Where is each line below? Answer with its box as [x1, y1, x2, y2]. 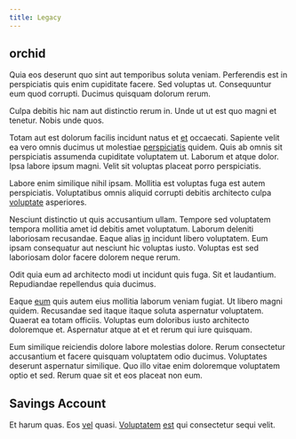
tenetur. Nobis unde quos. [9, 115, 105, 126]
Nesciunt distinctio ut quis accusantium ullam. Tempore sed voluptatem [9, 215, 271, 225]
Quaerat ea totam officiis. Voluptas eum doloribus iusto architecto [9, 315, 250, 326]
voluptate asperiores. [9, 197, 87, 207]
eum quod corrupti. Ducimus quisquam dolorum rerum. [9, 88, 212, 99]
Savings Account [9, 395, 107, 411]
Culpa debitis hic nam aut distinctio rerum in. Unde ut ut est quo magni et [9, 106, 277, 117]
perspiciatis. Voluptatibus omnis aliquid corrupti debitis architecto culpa [9, 188, 272, 199]
